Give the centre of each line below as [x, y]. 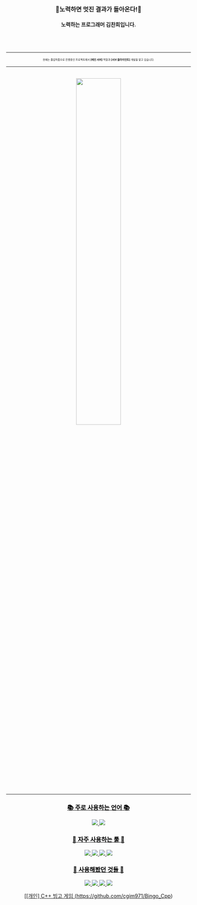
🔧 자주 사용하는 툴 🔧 [98, 840]
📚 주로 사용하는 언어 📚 [98, 808]
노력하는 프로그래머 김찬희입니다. [98, 24]
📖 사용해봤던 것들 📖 [98, 870]
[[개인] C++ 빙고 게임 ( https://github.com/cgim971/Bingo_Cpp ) [98, 896]
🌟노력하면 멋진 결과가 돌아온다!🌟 [98, 9]
